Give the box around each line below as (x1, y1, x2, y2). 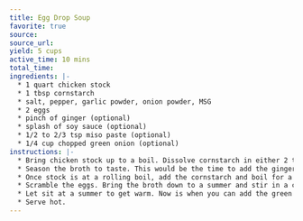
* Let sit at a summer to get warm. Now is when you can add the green (17, 189, 293, 198)
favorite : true (9, 22, 67, 31)
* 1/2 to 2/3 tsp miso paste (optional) (17, 131, 171, 140)
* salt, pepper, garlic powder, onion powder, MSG (17, 97, 212, 106)
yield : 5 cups (9, 47, 63, 56)
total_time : (9, 64, 54, 73)
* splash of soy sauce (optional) (17, 123, 147, 132)
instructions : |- (9, 147, 75, 156)
